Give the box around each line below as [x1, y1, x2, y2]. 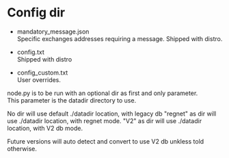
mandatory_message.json [16, 27, 90, 36]
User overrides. [16, 75, 62, 83]
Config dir [7, 5, 66, 21]
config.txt [16, 48, 44, 56]
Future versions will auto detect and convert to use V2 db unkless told [7, 137, 204, 145]
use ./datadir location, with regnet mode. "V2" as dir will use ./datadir [7, 116, 202, 124]
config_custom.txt [16, 68, 68, 77]
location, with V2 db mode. [7, 124, 83, 132]
